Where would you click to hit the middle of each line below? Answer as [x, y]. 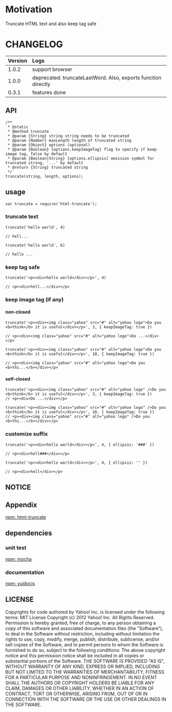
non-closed [18, 312]
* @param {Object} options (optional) [49, 145]
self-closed [18, 379]
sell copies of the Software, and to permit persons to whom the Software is [84, 644]
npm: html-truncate [26, 517]
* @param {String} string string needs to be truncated [68, 136]
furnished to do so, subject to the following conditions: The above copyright [85, 650]
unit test [16, 548]
